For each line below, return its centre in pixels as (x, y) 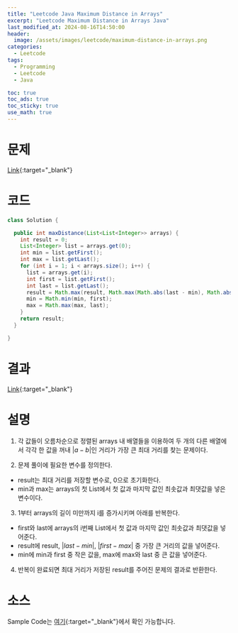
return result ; (42, 319)
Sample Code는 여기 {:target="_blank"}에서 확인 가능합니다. (91, 622)
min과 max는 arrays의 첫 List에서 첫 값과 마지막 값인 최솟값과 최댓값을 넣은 (121, 489)
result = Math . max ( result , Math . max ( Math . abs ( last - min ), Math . (125, 292)
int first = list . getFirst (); (70, 279)
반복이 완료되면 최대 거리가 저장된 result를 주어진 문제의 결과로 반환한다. (117, 569)
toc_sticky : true (33, 106)
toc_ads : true (28, 99)
